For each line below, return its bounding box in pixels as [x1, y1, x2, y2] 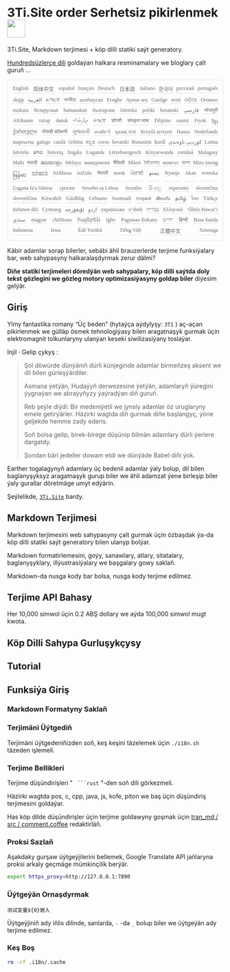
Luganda [86, 149, 105, 155]
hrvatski [112, 138, 129, 145]
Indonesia [12, 226, 33, 233]
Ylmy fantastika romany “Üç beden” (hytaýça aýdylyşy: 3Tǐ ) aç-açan [7, 320, 203, 328]
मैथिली [113, 159, 125, 166]
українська [100, 206, 125, 213]
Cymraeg [42, 206, 62, 213]
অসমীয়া [63, 96, 77, 103]
